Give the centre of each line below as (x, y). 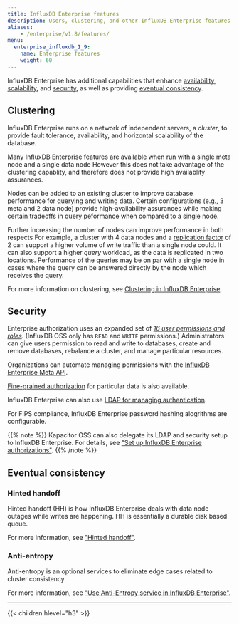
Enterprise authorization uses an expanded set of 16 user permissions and (116, 328)
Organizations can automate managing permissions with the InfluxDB (108, 365)
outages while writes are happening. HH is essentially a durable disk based (117, 516)
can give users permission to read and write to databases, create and (109, 343)
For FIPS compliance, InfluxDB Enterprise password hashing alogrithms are (117, 414)
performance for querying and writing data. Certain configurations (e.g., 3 (116, 201)
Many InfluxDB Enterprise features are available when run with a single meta (119, 157)
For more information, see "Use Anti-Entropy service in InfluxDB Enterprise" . (119, 593)
